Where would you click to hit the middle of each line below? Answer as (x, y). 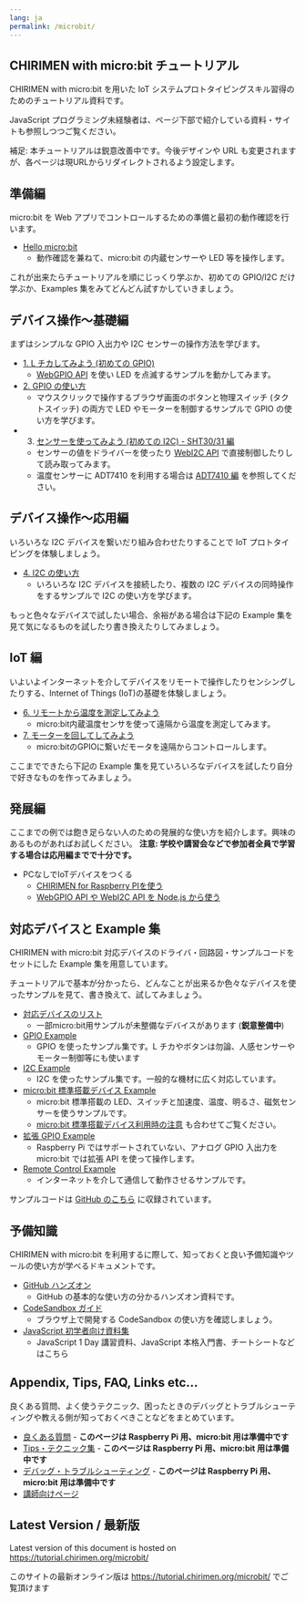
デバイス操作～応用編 (69, 518)
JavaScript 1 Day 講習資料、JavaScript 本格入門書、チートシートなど (166, 1342)
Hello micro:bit (50, 247)
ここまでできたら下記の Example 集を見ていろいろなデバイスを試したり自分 (151, 766)
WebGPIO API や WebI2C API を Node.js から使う (128, 897)
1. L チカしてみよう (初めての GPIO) (88, 363)
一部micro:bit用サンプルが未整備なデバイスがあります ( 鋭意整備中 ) (160, 1026)
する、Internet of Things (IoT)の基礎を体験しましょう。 (128, 693)
